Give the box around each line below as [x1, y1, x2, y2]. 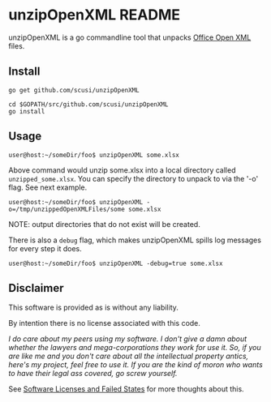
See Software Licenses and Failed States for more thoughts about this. [8, 384, 245, 394]
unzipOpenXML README [8, 6, 181, 24]
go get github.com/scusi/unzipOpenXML [8, 86, 140, 94]
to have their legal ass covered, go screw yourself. [8, 369, 178, 378]
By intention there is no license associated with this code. [8, 319, 201, 328]
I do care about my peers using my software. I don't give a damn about [8, 334, 247, 344]
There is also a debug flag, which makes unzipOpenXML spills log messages [8, 235, 262, 245]
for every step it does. [8, 243, 83, 253]
